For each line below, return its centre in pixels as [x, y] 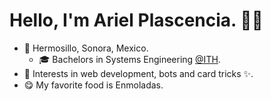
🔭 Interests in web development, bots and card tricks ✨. [138, 73]
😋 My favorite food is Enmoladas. [93, 85]
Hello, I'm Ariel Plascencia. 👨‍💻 [136, 20]
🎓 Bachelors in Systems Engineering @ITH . [129, 59]
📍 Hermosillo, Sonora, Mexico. [86, 48]
